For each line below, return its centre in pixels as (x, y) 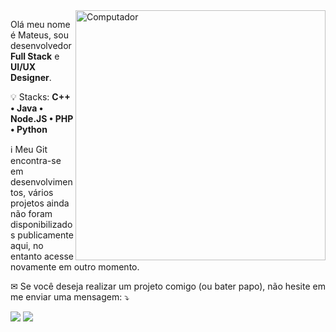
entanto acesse (42, 256)
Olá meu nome (40, 24)
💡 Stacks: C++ (40, 97)
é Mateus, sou (39, 35)
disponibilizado (41, 224)
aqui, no (27, 245)
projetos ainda (40, 203)
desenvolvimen (41, 182)
